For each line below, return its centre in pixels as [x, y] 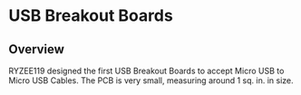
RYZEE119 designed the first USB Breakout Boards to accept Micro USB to [146, 71]
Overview [37, 49]
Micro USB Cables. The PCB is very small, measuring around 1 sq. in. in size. [151, 81]
